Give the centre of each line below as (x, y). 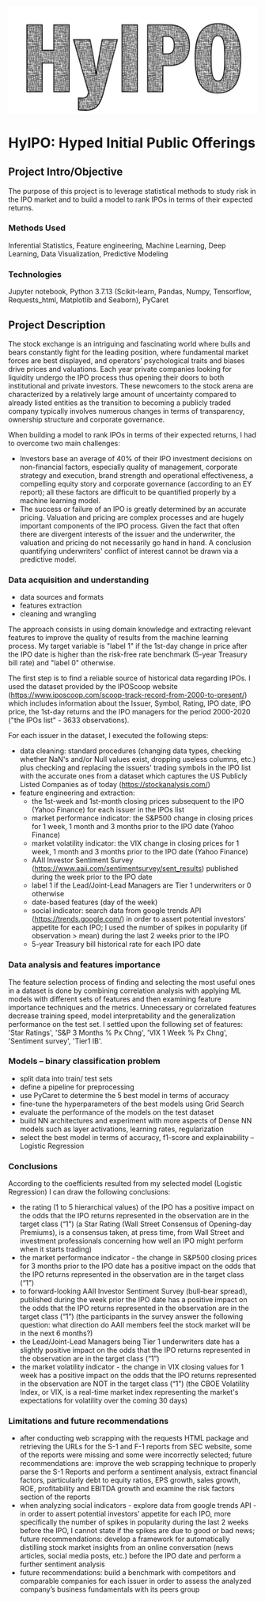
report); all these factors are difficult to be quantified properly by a (128, 492)
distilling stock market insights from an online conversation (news (126, 1547)
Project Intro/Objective (66, 172)
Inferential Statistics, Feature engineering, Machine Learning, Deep (117, 245)
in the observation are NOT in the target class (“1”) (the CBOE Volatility (134, 1384)
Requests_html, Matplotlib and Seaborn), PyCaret (89, 300)
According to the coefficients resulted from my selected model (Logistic (125, 1184)
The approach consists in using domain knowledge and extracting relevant (130, 629)
